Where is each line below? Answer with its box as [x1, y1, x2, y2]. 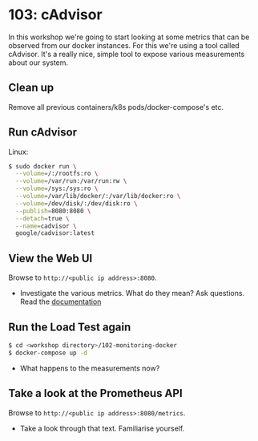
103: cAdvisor [8, 6, 103, 24]
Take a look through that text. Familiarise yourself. [19, 423, 185, 433]
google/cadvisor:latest [15, 229, 95, 237]
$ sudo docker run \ [8, 162, 78, 170]
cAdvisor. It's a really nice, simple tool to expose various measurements [8, 49, 245, 59]
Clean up [8, 81, 54, 95]
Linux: [8, 147, 29, 156]
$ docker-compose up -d [8, 349, 88, 357]
